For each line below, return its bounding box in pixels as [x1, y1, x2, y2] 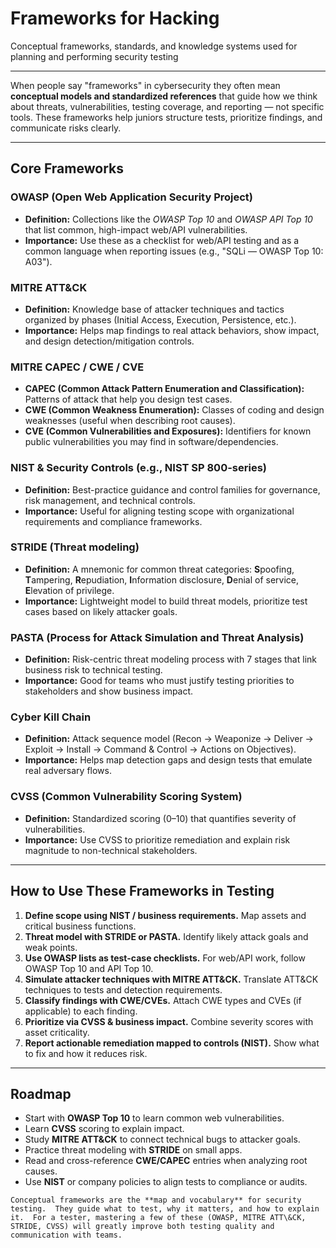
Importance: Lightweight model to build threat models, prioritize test [24, 595, 308, 607]
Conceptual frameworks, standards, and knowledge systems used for [10, 40, 298, 52]
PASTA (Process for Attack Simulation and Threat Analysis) [10, 630, 305, 644]
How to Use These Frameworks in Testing [10, 883, 275, 900]
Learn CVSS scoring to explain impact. [24, 1123, 185, 1135]
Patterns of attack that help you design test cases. [24, 393, 233, 406]
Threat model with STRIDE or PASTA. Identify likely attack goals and [24, 930, 309, 942]
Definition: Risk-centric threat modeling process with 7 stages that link [24, 653, 317, 666]
